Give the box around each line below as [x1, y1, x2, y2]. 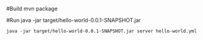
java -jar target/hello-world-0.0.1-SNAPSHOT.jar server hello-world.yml [6, 28, 198, 34]
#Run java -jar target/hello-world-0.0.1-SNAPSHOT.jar [6, 17, 141, 23]
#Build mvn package [6, 5, 58, 12]
